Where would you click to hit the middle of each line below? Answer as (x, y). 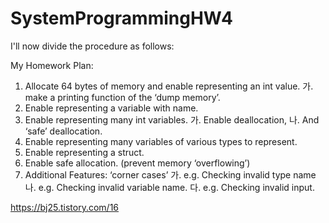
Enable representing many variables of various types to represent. (161, 141)
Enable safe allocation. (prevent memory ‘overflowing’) (137, 163)
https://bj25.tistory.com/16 (65, 207)
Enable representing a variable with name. (111, 108)
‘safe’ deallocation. (63, 131)
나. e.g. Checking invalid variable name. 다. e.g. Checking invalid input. (169, 187)
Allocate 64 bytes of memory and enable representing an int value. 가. (169, 86)
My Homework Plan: (52, 65)
